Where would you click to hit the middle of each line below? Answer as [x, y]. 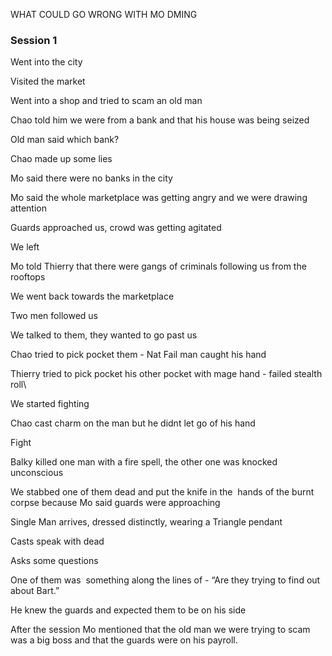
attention [28, 208]
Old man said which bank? [65, 140]
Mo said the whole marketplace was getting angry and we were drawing [159, 198]
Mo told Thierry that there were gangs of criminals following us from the [158, 266]
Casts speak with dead [57, 541]
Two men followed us [54, 316]
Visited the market [48, 81]
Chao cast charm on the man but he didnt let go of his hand [133, 423]
